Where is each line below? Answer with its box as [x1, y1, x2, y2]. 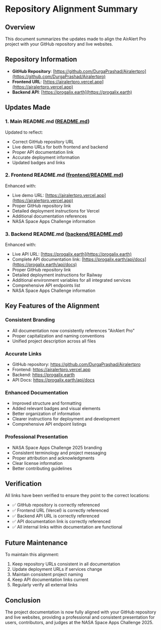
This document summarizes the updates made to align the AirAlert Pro [5, 36, 146, 42]
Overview [5, 23, 36, 31]
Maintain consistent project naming [12, 572, 83, 578]
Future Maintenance [5, 538, 68, 547]
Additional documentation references [12, 213, 87, 219]
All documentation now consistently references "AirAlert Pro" [12, 327, 135, 334]
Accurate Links [5, 350, 42, 357]
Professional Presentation [5, 434, 68, 440]
